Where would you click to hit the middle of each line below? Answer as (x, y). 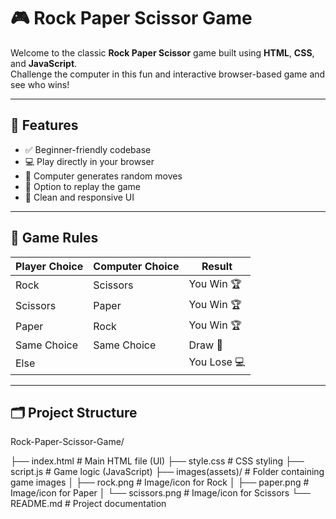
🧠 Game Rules (54, 238)
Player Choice (49, 266)
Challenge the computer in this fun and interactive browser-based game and (168, 74)
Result (217, 266)
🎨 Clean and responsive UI (79, 197)
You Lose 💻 (217, 362)
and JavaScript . (44, 63)
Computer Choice (136, 266)
